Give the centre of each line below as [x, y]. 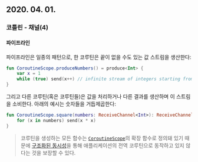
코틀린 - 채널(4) [27, 28]
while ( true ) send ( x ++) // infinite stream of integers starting [99, 79]
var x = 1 [29, 74]
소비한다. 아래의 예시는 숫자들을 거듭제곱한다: [64, 104]
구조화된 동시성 [49, 145]
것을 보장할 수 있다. [54, 153]
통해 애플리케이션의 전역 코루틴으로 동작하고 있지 [128, 145]
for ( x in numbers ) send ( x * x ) [56, 120]
